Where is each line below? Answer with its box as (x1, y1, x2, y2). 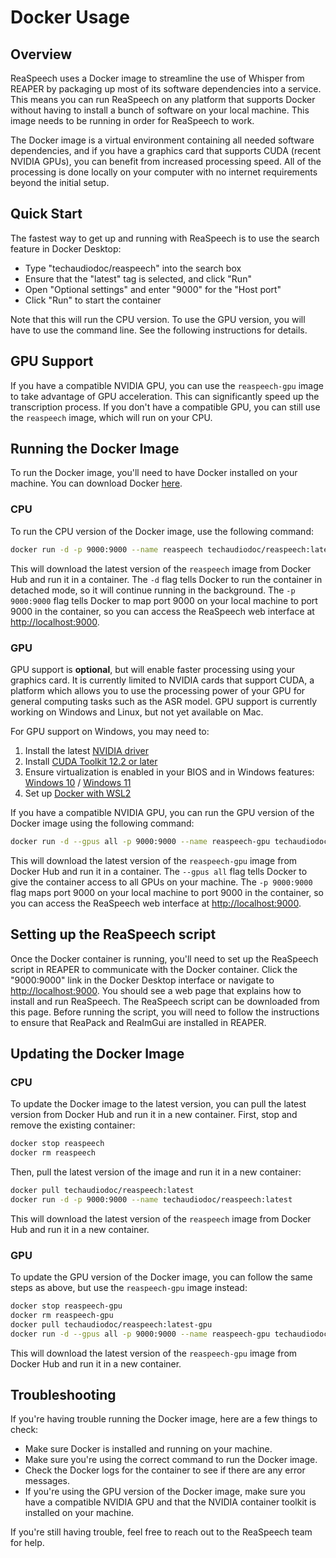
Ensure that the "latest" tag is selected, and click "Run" (24, 272, 252, 285)
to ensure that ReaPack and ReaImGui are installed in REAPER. (10, 1016, 267, 1028)
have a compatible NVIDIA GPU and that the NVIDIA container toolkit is (24, 1496, 317, 1508)
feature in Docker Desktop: (10, 242, 122, 255)
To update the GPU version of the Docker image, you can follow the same (10, 1271, 313, 1283)
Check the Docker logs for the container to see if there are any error (24, 1464, 306, 1476)
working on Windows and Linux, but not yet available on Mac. (10, 706, 264, 718)
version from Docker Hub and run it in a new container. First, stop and (10, 1109, 298, 1121)
